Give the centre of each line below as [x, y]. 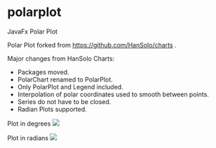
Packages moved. [43, 72]
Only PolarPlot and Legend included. [70, 87]
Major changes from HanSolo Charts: [61, 58]
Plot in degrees [29, 124]
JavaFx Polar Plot [33, 31]
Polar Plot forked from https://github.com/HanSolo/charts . [92, 45]
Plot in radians [28, 138]
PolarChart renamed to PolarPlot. [65, 79]
